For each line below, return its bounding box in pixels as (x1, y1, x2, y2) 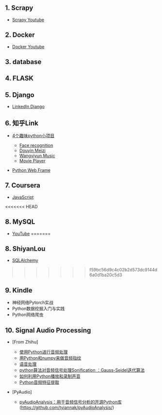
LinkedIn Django (12, 104, 45, 110)
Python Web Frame (12, 167, 51, 173)
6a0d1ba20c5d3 (89, 272, 122, 278)
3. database (5, 58, 42, 66)
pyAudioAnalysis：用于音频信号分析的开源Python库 (19, 399, 122, 405)
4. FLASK (5, 74, 34, 83)
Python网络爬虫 (12, 312, 44, 317)
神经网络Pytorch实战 (12, 299, 53, 305)
